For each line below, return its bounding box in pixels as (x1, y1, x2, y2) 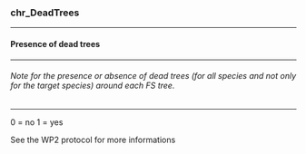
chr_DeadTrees (10, 6, 80, 19)
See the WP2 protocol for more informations (10, 134, 176, 145)
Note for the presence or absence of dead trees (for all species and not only (10, 71, 297, 82)
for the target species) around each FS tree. (10, 80, 175, 91)
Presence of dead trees (10, 38, 101, 49)
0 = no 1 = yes (10, 116, 64, 128)
